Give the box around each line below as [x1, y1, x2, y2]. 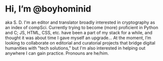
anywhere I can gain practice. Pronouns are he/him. [5, 50, 109, 56]
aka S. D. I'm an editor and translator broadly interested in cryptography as [5, 19, 155, 25]
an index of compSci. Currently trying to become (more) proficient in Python [5, 24, 159, 30]
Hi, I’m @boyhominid [5, 3, 91, 15]
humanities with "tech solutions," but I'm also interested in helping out [5, 45, 145, 51]
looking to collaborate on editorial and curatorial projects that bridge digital [5, 40, 155, 46]
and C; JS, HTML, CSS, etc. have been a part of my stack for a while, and [5, 30, 153, 35]
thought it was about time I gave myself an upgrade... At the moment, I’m [5, 35, 151, 41]
